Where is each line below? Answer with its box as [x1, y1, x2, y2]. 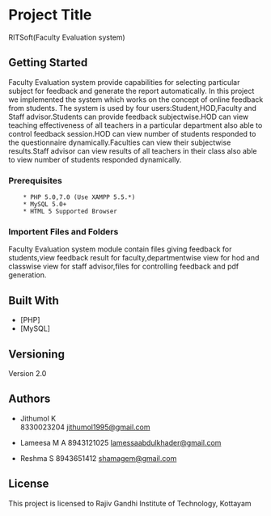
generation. [8, 270, 47, 280]
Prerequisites [8, 175, 62, 186]
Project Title [8, 6, 92, 24]
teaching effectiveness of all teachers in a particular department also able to [8, 120, 263, 130]
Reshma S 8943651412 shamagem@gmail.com [19, 453, 177, 463]
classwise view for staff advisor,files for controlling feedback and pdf [8, 261, 239, 272]
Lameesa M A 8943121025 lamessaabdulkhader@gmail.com [19, 438, 222, 447]
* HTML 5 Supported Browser [23, 208, 117, 216]
